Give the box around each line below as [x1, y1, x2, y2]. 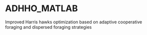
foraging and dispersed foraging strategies [5, 24, 92, 30]
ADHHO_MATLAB [5, 3, 78, 14]
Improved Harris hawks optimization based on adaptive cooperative [5, 19, 143, 25]
